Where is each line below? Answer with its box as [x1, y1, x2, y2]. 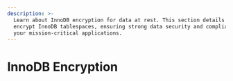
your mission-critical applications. [13, 29, 123, 37]
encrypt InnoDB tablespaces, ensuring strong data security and [13, 23, 203, 30]
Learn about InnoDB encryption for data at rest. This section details [13, 17, 225, 24]
